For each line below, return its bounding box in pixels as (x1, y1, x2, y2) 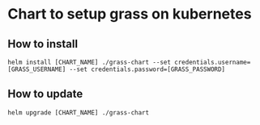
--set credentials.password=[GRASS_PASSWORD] (69, 65, 226, 73)
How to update (7, 87, 83, 101)
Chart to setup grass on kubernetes (7, 5, 252, 23)
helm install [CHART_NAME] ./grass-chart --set (7, 58, 172, 66)
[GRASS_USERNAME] (7, 65, 66, 73)
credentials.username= (174, 58, 251, 66)
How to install (7, 37, 79, 51)
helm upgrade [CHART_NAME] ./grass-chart (7, 108, 150, 117)
